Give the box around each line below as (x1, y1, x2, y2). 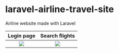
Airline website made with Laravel (5, 20, 76, 26)
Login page (8, 32, 35, 39)
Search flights (40, 32, 75, 39)
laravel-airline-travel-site (5, 4, 114, 15)
